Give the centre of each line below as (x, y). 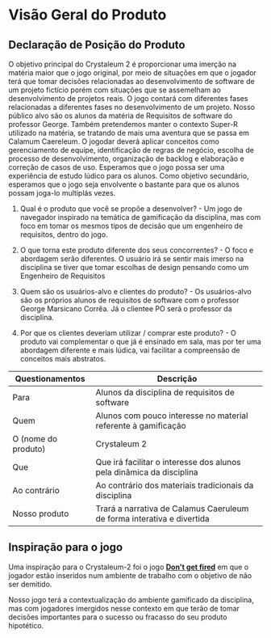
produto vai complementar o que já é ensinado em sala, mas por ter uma (141, 342)
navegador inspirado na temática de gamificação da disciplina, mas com (140, 217)
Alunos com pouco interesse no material (172, 416)
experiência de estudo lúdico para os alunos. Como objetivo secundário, (129, 176)
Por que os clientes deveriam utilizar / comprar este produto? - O (128, 333)
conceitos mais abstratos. (63, 359)
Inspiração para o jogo (66, 547)
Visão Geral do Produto (88, 15)
